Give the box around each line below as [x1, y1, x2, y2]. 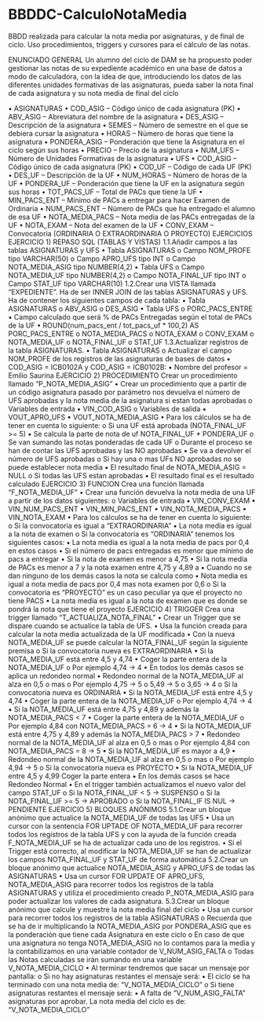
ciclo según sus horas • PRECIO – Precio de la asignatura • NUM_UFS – [8, 145, 239, 155]
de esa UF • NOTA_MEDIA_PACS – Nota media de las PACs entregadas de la [8, 212, 255, 221]
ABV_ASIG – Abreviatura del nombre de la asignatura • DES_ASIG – [8, 112, 225, 121]
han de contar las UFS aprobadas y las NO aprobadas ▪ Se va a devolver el [8, 445, 251, 455]
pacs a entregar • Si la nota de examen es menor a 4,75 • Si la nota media [8, 554, 248, 563]
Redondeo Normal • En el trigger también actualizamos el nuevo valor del [8, 779, 246, 789]
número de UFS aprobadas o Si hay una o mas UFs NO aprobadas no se [8, 454, 242, 463]
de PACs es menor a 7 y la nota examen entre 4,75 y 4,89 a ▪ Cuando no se [8, 562, 253, 572]
